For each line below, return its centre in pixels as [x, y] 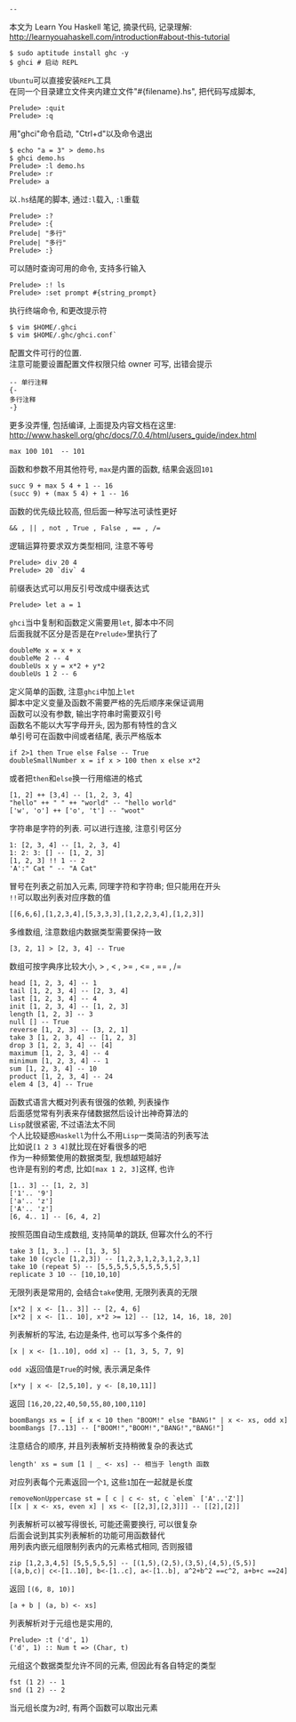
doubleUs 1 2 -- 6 [43, 674]
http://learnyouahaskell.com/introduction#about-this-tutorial [120, 37]
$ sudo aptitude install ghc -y [69, 53]
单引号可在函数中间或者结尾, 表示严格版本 [85, 736]
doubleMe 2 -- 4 [39, 659]
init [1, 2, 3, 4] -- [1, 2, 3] [69, 1007]
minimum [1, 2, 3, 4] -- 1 [59, 1061]
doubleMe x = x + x [45, 651]
